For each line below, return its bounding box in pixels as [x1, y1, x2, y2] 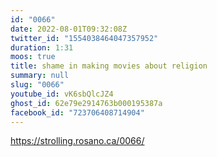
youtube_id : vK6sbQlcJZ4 [10, 89, 114, 99]
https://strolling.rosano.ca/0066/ [10, 135, 145, 147]
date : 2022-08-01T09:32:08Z [10, 24, 128, 34]
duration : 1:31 [10, 42, 74, 53]
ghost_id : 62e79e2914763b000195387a [10, 98, 163, 108]
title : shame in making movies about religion [10, 61, 208, 71]
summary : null [10, 71, 70, 81]
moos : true [10, 52, 56, 62]
